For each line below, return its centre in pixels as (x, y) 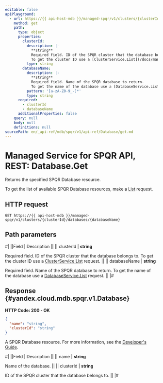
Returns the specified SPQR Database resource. (53, 180)
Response (21, 291)
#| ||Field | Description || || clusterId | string (49, 246)
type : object (31, 32)
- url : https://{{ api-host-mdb (42, 18)
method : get (26, 23)
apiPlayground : (20, 14)
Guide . (12, 347)
